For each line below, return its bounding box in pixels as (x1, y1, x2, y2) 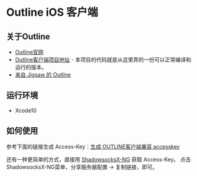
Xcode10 (14, 107, 37, 114)
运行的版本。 (14, 64, 47, 71)
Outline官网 (14, 49, 44, 55)
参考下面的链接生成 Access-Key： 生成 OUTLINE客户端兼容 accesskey (6, 143, 180, 150)
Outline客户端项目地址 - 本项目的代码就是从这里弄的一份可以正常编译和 (14, 56, 192, 63)
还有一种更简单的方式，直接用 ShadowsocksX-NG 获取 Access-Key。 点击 (6, 156, 192, 163)
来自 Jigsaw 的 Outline (14, 71, 71, 78)
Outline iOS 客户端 (6, 5, 98, 19)
